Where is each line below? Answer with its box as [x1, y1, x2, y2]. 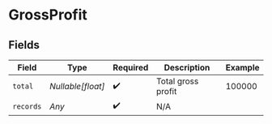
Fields [8, 38, 40, 52]
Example [225, 62, 260, 73]
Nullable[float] [49, 81, 105, 92]
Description [164, 62, 210, 73]
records [12, 101, 42, 111]
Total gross [156, 75, 199, 87]
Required [113, 62, 149, 73]
